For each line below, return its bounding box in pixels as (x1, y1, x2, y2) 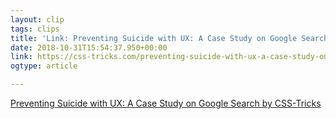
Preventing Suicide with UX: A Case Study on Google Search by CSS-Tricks (10, 97, 322, 109)
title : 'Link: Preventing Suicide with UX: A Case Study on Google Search (10, 33, 329, 43)
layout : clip (10, 14, 65, 25)
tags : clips (10, 24, 60, 34)
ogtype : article (10, 61, 78, 71)
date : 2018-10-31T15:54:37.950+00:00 (10, 42, 168, 53)
